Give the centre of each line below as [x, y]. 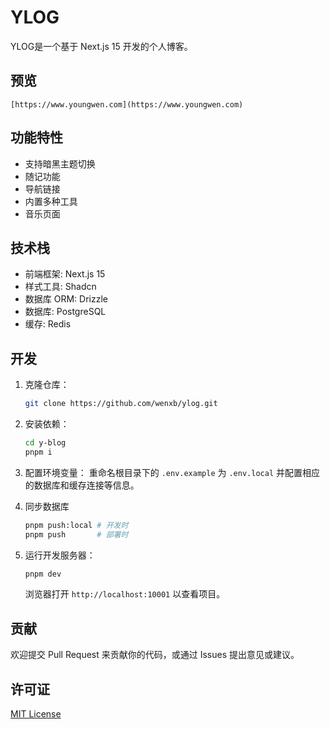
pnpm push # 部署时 [76, 534]
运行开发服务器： [60, 555]
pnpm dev [43, 574]
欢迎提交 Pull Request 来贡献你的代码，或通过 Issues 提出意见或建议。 [155, 655]
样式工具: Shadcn [60, 287]
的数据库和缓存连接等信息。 [82, 485]
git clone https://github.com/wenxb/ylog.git [121, 404]
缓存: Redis [48, 324]
